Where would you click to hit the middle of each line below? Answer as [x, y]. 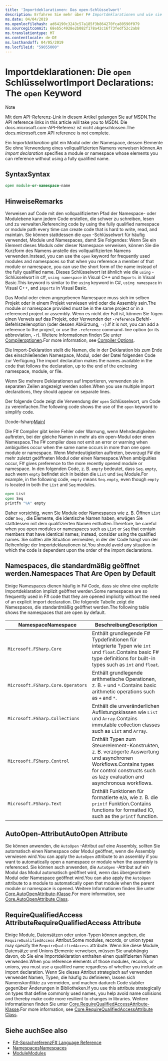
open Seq [14, 498]
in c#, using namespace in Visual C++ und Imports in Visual [95, 277]
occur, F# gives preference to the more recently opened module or [74, 464]
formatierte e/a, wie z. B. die [125, 797]
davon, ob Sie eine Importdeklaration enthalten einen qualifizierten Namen [82, 956]
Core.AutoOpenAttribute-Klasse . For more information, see [65, 894]
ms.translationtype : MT [30, 33]
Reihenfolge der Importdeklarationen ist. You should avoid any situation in [80, 545]
